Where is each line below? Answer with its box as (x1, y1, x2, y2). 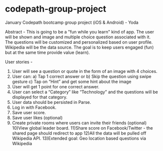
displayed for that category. (12, 94, 68, 100)
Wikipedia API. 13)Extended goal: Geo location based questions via (12, 135, 147, 141)
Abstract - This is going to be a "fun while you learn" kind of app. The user (5, 29, 154, 34)
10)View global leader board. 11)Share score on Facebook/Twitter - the (12, 125, 153, 131)
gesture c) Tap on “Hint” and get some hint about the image (12, 79, 132, 84)
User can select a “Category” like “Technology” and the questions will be (12, 89, 158, 95)
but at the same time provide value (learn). (5, 50, 90, 55)
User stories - (5, 59, 33, 65)
